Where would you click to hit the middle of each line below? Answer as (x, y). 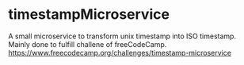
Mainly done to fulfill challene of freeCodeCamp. (88, 44)
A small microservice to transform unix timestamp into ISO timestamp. (122, 36)
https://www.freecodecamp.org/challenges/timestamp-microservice (120, 52)
